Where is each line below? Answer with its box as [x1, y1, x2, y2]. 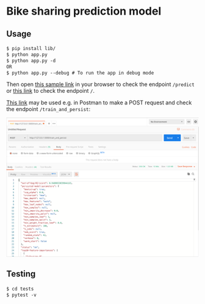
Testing [6, 269, 36, 279]
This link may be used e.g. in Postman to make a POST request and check [6, 99, 192, 106]
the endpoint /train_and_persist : [6, 106, 91, 112]
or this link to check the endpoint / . [6, 87, 95, 94]
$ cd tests [6, 286, 34, 292]
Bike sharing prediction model [6, 4, 162, 18]
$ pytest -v [6, 292, 37, 298]
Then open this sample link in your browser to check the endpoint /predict [6, 81, 195, 88]
